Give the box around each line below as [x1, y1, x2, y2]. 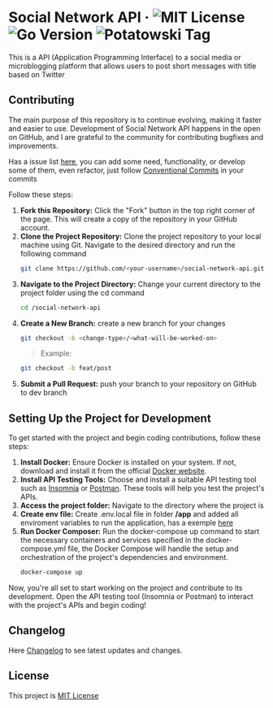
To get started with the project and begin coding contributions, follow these [8, 433, 262, 443]
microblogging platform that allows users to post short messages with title [8, 61, 257, 71]
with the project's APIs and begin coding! [8, 600, 146, 610]
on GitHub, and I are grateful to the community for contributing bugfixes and [8, 132, 264, 142]
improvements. [8, 141, 58, 151]
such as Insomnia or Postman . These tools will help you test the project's [19, 483, 265, 493]
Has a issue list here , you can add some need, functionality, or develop [8, 156, 246, 166]
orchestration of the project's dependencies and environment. [19, 553, 229, 562]
